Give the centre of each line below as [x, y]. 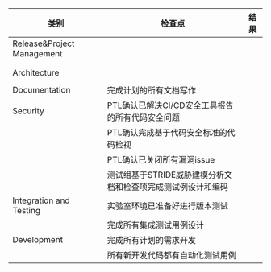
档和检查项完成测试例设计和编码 [167, 187]
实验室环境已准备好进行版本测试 [167, 206]
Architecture [36, 73]
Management [38, 54]
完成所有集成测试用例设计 [155, 225]
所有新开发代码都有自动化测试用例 [171, 255]
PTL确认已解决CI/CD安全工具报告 [170, 105]
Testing [27, 210]
